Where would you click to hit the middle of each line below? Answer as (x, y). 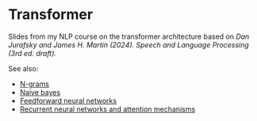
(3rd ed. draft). (33, 53)
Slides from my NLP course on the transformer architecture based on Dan (129, 36)
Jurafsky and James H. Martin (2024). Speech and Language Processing (129, 44)
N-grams (35, 84)
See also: (23, 68)
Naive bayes (40, 92)
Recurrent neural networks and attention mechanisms (107, 109)
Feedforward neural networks (68, 100)
